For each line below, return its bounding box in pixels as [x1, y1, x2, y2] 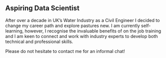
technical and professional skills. [5, 38, 73, 44]
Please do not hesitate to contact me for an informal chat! [5, 48, 126, 54]
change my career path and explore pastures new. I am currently [5, 22, 140, 28]
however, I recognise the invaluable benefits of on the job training [24, 27, 161, 34]
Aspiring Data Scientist [5, 4, 80, 12]
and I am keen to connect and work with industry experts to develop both [5, 33, 158, 39]
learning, [5, 27, 24, 34]
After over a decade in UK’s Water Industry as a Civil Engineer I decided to [5, 17, 160, 23]
